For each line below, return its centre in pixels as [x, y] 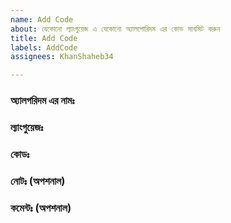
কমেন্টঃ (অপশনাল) [41, 208]
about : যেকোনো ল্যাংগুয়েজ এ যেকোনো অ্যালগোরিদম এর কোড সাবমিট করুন [115, 29]
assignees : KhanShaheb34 [62, 57]
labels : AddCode [44, 47]
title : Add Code [44, 38]
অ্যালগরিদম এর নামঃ [42, 101]
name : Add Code [42, 19]
